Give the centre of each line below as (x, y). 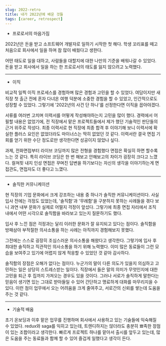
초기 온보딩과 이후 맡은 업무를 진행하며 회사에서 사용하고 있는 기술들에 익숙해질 (81, 320)
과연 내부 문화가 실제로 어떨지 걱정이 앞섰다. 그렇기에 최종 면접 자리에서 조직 (83, 207)
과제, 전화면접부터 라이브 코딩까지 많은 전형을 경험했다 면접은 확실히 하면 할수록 (82, 151)
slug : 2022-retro (23, 10)
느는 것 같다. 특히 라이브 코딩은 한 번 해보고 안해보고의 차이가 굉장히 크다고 (77, 157)
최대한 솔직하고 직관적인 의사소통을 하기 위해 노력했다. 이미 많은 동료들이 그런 (80, 247)
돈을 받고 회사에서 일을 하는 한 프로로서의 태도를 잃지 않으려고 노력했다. (74, 67)
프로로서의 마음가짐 (31, 34)
